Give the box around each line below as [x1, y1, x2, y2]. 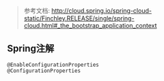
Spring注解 [7, 43, 55, 54]
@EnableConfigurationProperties [7, 61, 99, 68]
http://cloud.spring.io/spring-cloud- [51, 7, 152, 14]
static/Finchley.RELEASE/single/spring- [23, 14, 135, 22]
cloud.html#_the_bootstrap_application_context [23, 22, 157, 29]
